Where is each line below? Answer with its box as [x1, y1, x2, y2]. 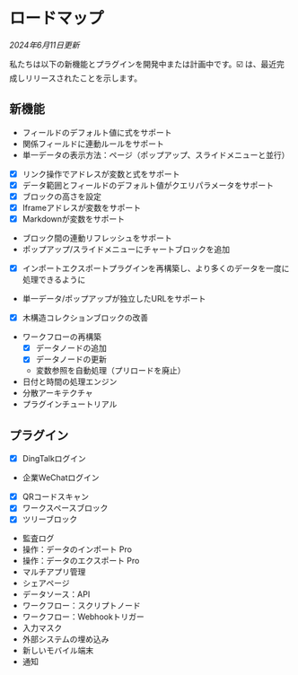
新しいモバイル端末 [22, 645, 94, 656]
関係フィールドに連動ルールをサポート [22, 138, 164, 149]
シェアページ [22, 578, 70, 589]
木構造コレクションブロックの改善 [22, 312, 149, 323]
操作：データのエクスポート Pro [22, 556, 140, 566]
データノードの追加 [35, 343, 108, 354]
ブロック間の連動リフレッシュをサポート [22, 232, 172, 243]
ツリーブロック [22, 513, 78, 525]
